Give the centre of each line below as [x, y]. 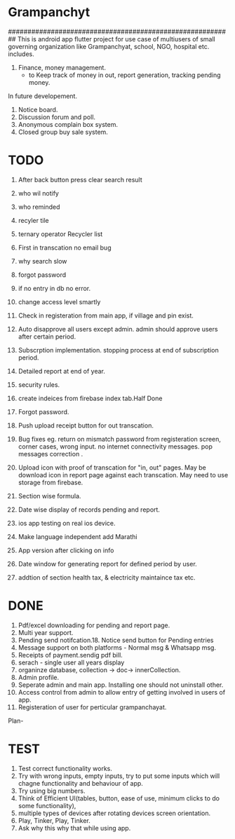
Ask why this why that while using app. [74, 828]
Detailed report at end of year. [62, 371]
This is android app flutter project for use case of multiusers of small [116, 39]
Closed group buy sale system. [63, 132]
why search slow [42, 261]
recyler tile [33, 220]
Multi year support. [46, 632]
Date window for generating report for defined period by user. [107, 564]
